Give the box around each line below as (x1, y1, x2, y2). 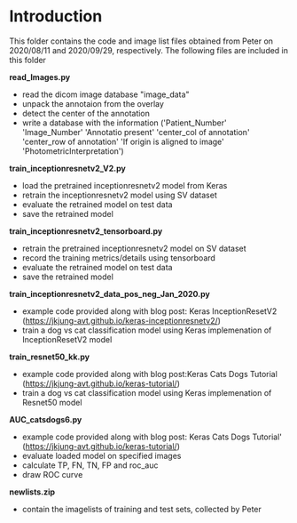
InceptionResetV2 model (21, 334, 113, 344)
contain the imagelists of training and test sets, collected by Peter (21, 503, 262, 514)
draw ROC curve (21, 469, 83, 479)
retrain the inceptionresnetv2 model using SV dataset (21, 189, 217, 200)
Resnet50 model (21, 397, 82, 407)
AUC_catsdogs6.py (9, 414, 82, 424)
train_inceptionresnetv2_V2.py (9, 163, 127, 173)
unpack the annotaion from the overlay (21, 98, 164, 109)
